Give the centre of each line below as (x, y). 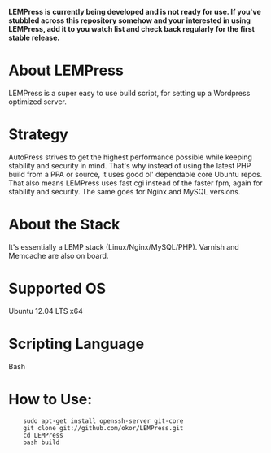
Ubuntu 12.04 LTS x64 (46, 311)
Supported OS (57, 289)
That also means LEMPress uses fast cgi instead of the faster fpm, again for (135, 183)
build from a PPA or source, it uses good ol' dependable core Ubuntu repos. (135, 174)
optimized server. (38, 102)
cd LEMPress (43, 435)
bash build (42, 442)
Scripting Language (76, 344)
